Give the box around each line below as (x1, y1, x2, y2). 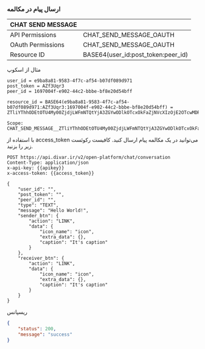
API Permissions (10, 31, 57, 39)
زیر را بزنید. (7, 143, 33, 150)
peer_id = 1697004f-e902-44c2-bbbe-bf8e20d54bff (7, 89, 133, 95)
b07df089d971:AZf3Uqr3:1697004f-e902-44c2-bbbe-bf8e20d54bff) (7, 104, 168, 110)
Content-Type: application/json (7, 160, 89, 166)
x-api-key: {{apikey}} (7, 165, 64, 171)
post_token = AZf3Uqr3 (7, 83, 64, 89)
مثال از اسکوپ (7, 66, 41, 73)
